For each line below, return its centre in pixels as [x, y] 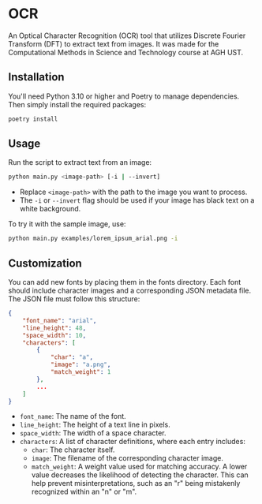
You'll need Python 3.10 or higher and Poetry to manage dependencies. [124, 96]
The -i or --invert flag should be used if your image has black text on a [137, 200]
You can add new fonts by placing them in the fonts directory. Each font [125, 282]
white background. [50, 209]
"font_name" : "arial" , [60, 320]
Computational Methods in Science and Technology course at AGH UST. [126, 52]
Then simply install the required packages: [77, 104]
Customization [45, 263]
